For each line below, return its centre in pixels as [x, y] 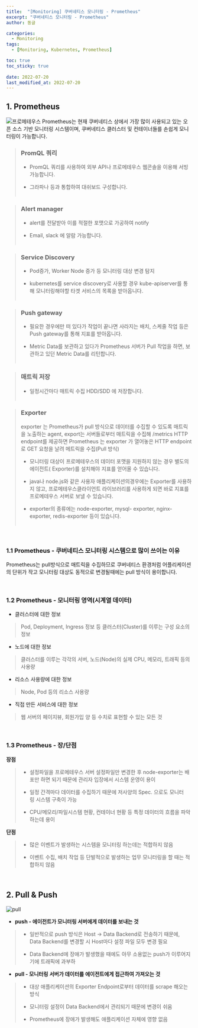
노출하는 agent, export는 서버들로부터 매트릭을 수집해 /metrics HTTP [107, 434]
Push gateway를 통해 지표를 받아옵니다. [76, 334]
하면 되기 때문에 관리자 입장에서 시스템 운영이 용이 [98, 779]
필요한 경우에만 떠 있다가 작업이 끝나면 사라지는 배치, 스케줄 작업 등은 [109, 327]
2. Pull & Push [32, 895]
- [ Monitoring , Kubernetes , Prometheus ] [62, 50]
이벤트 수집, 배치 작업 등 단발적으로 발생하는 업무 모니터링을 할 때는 [107, 857]
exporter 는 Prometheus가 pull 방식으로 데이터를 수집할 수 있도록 [96, 426]
